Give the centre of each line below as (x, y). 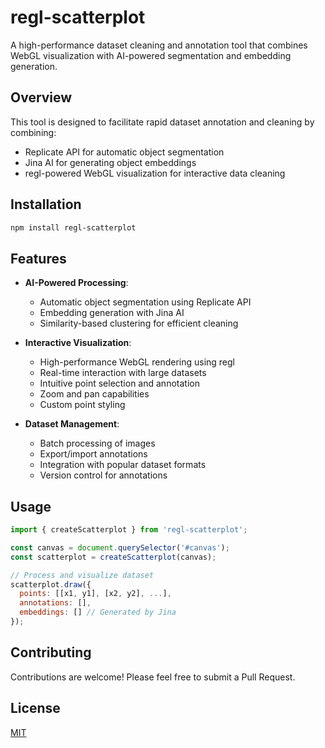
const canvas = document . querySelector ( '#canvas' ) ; (120, 547)
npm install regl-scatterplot (73, 227)
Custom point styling (82, 405)
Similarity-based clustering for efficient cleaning (139, 323)
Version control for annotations (103, 475)
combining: (33, 132)
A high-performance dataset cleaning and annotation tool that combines (159, 45)
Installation (46, 204)
